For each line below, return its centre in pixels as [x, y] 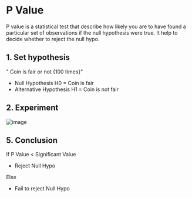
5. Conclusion [32, 140]
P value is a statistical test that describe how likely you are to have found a [96, 26]
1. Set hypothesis [38, 57]
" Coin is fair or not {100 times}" [45, 72]
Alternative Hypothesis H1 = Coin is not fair [67, 89]
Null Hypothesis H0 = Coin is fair [54, 83]
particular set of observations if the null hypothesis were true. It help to [92, 32]
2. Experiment [32, 108]
